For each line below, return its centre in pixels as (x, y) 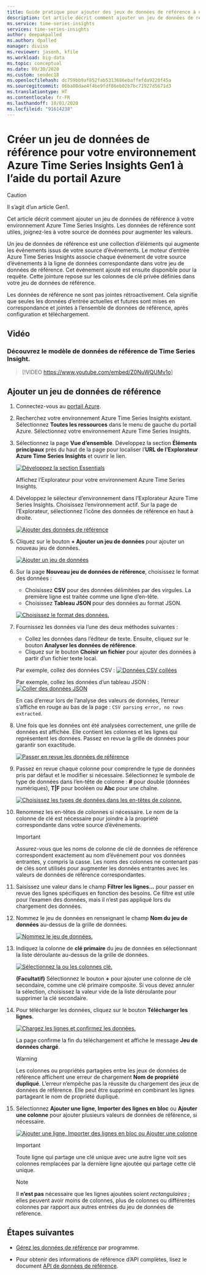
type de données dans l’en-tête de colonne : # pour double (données (103, 782)
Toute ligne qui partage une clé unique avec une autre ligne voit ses (101, 1157)
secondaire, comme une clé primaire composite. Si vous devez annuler (105, 985)
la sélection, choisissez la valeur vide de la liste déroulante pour (96, 991)
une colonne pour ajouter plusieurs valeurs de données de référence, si (106, 1115)
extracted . (29, 713)
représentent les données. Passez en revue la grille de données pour (102, 738)
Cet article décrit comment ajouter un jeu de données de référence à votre (101, 219)
